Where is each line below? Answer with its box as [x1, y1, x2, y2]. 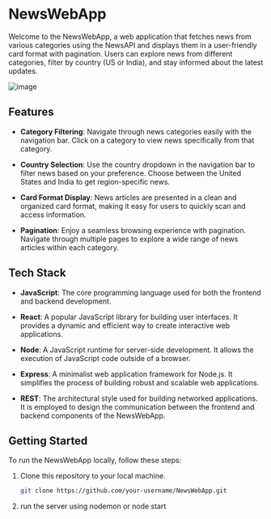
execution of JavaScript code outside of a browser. [19, 353, 191, 363]
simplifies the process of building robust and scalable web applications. [19, 377, 260, 387]
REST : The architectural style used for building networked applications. [19, 394, 258, 403]
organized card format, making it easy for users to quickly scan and [19, 201, 246, 211]
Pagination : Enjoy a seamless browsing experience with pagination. [19, 225, 247, 235]
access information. [19, 210, 87, 219]
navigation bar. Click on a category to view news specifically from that [19, 135, 255, 145]
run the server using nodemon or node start [19, 501, 167, 511]
